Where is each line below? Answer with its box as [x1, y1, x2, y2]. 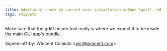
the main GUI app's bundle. [5, 31, 61, 37]
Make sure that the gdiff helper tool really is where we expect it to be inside [5, 25, 160, 31]
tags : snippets [5, 12, 37, 17]
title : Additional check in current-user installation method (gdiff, [5, 7, 155, 12]
